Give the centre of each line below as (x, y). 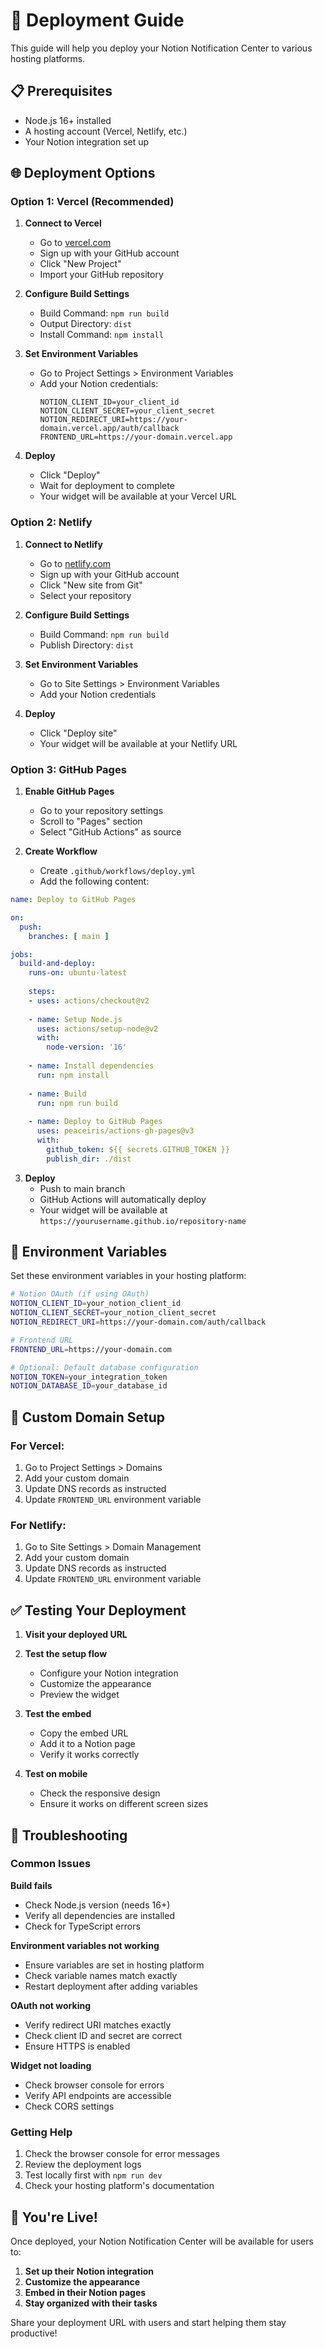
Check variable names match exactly (101, 1975)
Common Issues (51, 1864)
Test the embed (58, 1714)
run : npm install (73, 1075)
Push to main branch (82, 1188)
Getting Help (41, 2132)
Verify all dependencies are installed (99, 1915)
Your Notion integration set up (87, 141)
